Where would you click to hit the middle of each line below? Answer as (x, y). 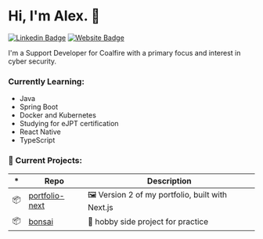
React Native (40, 132)
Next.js (100, 207)
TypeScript (37, 140)
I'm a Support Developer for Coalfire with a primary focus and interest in (124, 53)
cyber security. (32, 61)
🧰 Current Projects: (45, 161)
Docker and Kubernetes (58, 115)
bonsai (41, 222)
